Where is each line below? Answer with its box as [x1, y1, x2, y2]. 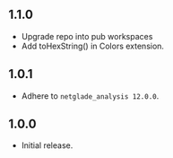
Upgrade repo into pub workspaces [21, 31, 153, 41]
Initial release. [21, 140, 74, 151]
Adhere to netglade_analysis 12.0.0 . [21, 90, 160, 101]
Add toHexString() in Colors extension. [21, 40, 165, 51]
